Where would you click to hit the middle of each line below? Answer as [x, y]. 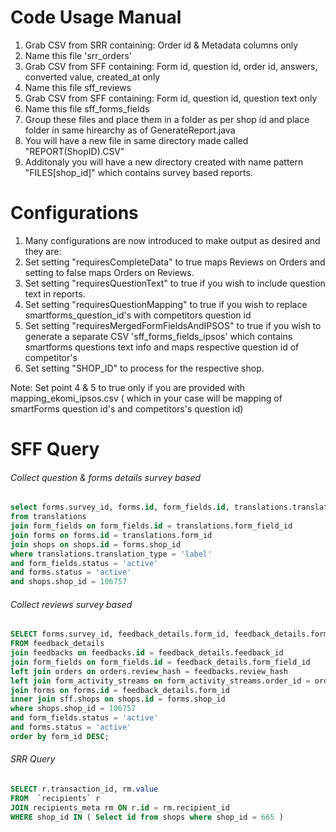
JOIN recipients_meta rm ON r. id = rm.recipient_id [120, 807]
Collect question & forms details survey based [106, 477]
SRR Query [33, 759]
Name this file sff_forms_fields [87, 108]
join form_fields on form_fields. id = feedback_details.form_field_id [160, 662]
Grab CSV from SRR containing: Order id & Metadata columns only [161, 45]
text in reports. [55, 293]
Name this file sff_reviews [78, 87]
